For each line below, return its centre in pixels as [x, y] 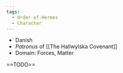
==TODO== [21, 65]
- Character [27, 23]
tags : [13, 12]
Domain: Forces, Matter [44, 53]
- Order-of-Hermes [35, 17]
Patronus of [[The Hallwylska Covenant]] [66, 46]
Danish [24, 40]
